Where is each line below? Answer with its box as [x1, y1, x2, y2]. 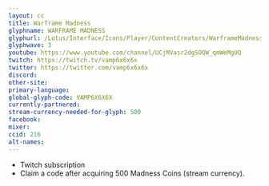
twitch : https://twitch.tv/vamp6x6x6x [8, 57, 138, 65]
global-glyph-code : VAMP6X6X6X [8, 93, 113, 101]
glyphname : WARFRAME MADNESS [8, 26, 106, 34]
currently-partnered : [8, 101, 81, 109]
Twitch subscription [19, 160, 86, 169]
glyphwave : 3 [8, 42, 52, 49]
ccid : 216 [8, 130, 42, 138]
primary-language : [8, 85, 70, 94]
